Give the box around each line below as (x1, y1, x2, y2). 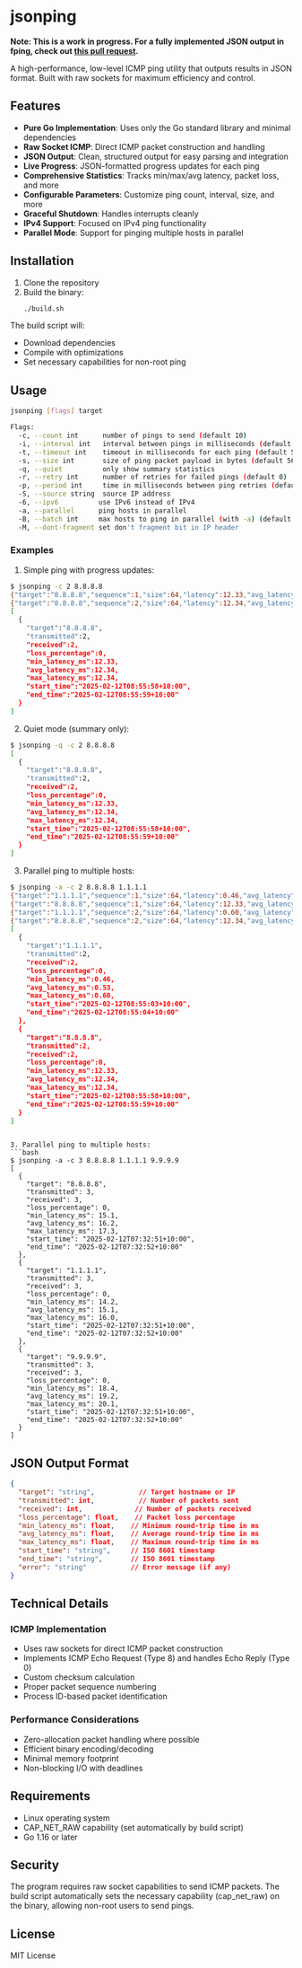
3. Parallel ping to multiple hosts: (10, 1140, 151, 1150)
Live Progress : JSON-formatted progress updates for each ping (22, 160, 260, 171)
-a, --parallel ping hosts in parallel (18, 505, 187, 515)
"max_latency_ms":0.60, (26, 991, 116, 1000)
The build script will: (10, 321, 85, 331)
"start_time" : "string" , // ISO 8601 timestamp (18, 1546, 216, 1555)
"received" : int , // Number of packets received (18, 1504, 252, 1514)
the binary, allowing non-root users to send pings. (10, 1901, 194, 1911)
